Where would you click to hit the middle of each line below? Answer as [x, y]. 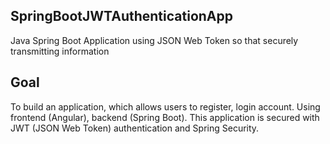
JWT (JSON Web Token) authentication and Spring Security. [135, 128]
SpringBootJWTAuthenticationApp [121, 16]
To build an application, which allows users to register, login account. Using [165, 106]
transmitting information [60, 51]
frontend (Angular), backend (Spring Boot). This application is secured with [165, 117]
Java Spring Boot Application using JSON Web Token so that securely [154, 40]
